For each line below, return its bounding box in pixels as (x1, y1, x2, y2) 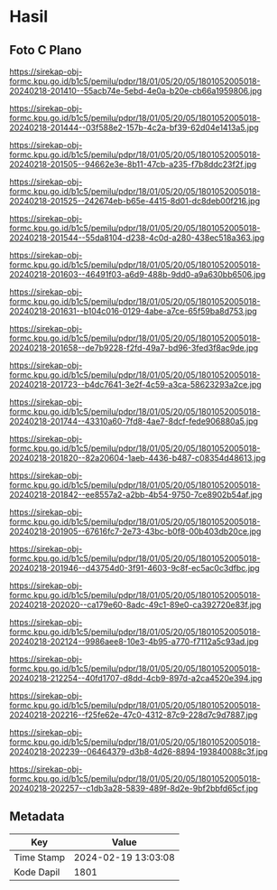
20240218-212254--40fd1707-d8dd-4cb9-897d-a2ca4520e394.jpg (9, 673, 263, 683)
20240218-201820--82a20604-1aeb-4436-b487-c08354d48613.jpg (9, 453, 266, 463)
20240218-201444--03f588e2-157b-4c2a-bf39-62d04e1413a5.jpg (9, 122, 259, 133)
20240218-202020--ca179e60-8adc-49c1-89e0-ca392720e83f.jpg (9, 599, 262, 610)
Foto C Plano (9, 42, 82, 58)
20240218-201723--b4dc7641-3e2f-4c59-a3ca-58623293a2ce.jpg (9, 379, 262, 389)
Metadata (9, 809, 65, 824)
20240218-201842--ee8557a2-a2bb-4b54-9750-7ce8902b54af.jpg (9, 490, 263, 500)
